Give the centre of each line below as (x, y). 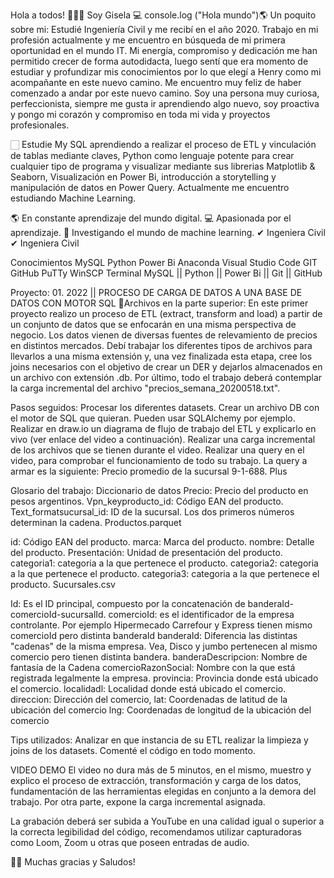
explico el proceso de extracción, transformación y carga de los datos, (156, 780)
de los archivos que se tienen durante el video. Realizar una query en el (157, 450)
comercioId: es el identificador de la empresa (201, 614)
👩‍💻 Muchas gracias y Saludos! (73, 862)
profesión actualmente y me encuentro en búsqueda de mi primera (148, 40)
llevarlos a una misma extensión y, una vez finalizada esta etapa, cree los (161, 356)
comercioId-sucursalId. (58, 614)
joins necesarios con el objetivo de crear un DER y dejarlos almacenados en (166, 367)
